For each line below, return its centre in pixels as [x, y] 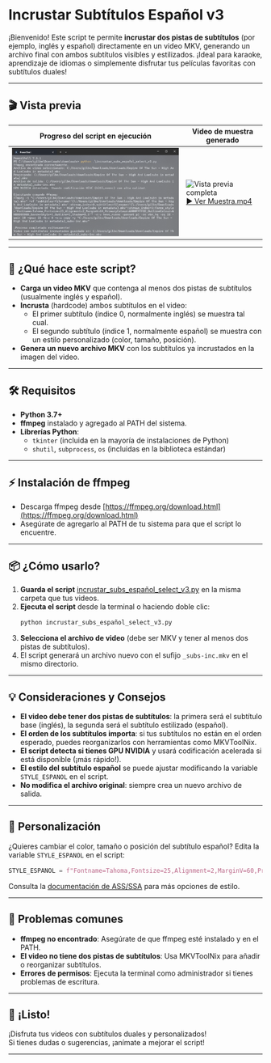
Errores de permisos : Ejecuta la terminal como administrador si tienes [136, 973]
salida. [31, 794]
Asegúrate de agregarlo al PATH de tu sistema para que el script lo [131, 523]
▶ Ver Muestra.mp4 [219, 201]
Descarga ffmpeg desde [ [63, 506]
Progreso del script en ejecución [96, 136]
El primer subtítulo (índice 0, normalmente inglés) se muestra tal [138, 314]
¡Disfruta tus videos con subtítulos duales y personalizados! [108, 1034]
